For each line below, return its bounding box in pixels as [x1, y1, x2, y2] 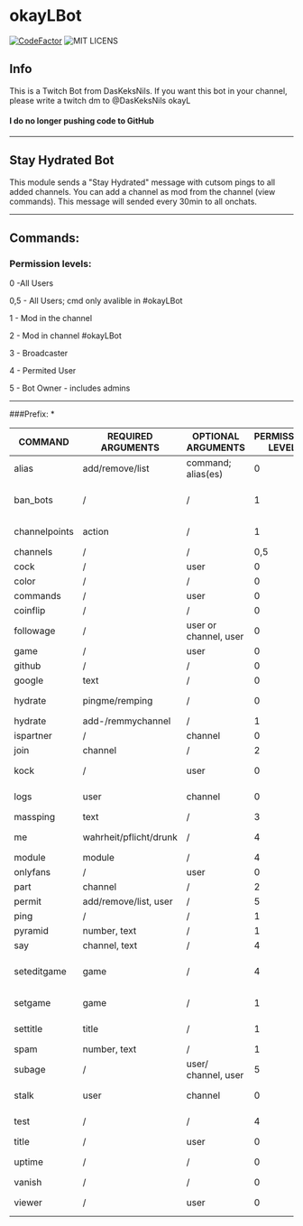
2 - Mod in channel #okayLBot [9, 330, 122, 341]
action [82, 525, 110, 538]
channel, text [82, 939, 138, 952]
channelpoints [14, 525, 74, 538]
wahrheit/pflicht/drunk [82, 831, 178, 843]
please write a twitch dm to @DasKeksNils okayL [9, 95, 191, 106]
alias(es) [186, 468, 224, 481]
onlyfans [14, 866, 51, 879]
